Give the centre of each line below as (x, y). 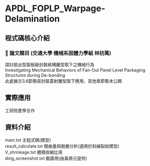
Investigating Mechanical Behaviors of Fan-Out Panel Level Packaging (75, 70)
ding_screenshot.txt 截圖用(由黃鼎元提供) (46, 158)
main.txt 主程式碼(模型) (28, 140)
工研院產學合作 (20, 111)
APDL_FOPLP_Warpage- (55, 9)
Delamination (33, 19)
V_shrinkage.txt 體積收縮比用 (34, 152)
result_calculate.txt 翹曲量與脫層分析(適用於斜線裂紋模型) (62, 146)
